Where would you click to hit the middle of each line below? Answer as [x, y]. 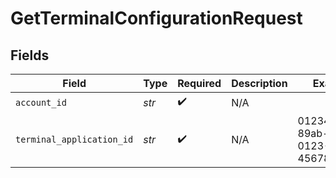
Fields [30, 55]
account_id [41, 102]
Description [259, 83]
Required [199, 83]
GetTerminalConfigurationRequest [156, 18]
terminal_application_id [74, 139]
